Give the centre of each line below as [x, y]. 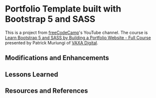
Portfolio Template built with [63, 9]
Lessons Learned [31, 74]
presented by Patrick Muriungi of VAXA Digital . [52, 42]
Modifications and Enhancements [57, 58]
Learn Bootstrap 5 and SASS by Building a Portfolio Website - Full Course [78, 38]
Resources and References [47, 91]
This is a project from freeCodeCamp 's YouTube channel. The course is [76, 32]
